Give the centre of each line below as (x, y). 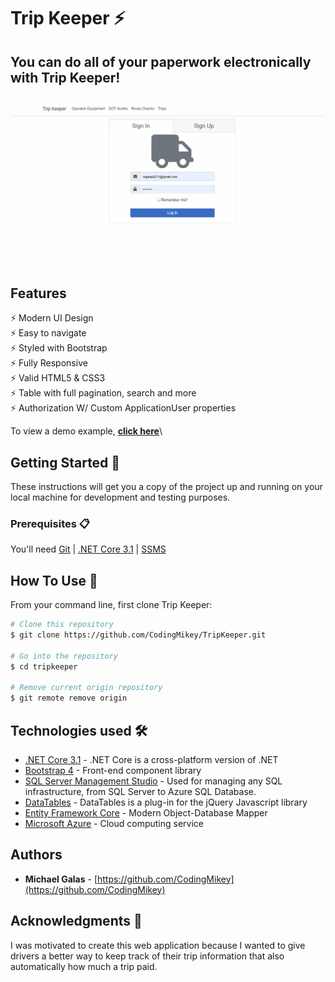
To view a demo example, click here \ (86, 431)
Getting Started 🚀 (65, 462)
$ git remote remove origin (69, 698)
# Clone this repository (62, 625)
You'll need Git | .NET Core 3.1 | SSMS (88, 549)
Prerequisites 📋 (50, 523)
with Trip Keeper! (65, 77)
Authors (36, 855)
